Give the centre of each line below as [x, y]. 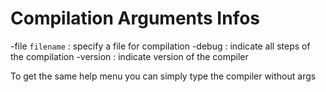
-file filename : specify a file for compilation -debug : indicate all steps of [160, 46]
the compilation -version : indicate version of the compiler [129, 56]
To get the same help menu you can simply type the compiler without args [163, 76]
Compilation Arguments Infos [135, 18]
